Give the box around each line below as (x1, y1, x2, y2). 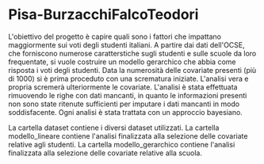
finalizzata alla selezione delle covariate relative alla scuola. (8, 148, 202, 158)
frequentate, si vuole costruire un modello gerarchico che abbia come (8, 57, 236, 67)
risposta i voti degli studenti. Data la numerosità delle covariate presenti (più (8, 65, 257, 74)
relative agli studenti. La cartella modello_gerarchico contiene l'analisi (8, 139, 235, 149)
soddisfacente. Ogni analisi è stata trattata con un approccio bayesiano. (8, 107, 243, 116)
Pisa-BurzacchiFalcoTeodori (8, 6, 199, 24)
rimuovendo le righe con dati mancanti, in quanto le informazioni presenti (8, 90, 247, 100)
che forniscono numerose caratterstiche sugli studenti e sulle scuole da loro (8, 48, 257, 58)
